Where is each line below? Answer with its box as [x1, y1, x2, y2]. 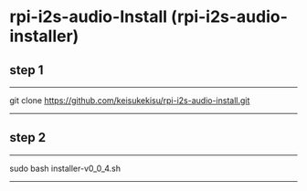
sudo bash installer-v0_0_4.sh [9, 163, 122, 174]
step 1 [9, 62, 44, 78]
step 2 [9, 130, 47, 145]
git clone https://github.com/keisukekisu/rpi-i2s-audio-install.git [9, 95, 250, 106]
